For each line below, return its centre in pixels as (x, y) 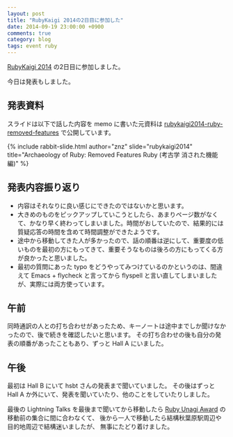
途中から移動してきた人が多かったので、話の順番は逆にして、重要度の (117, 240)
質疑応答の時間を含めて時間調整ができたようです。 (90, 231)
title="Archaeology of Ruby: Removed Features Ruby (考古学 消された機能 (113, 155)
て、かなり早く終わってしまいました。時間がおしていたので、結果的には (120, 223)
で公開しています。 (87, 132)
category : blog (29, 40)
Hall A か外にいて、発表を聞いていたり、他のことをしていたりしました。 (111, 394)
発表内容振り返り (44, 188)
